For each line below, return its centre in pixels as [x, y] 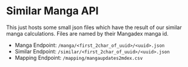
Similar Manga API [53, 11]
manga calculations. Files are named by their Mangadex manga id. [87, 33]
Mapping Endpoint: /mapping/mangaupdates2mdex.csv [79, 58]
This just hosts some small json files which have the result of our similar [94, 27]
